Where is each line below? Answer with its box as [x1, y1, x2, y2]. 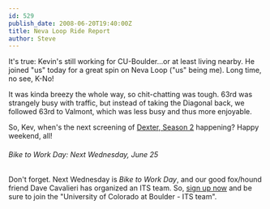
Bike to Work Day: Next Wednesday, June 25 [8, 149, 159, 159]
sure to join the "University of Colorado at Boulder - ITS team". [8, 192, 217, 202]
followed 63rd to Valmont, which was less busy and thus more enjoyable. [8, 107, 253, 117]
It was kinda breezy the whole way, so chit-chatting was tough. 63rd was [8, 90, 253, 100]
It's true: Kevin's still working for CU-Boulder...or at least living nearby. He [8, 57, 255, 66]
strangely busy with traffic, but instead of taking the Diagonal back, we [8, 98, 245, 108]
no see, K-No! [8, 74, 54, 83]
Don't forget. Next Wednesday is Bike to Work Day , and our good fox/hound [8, 175, 262, 185]
